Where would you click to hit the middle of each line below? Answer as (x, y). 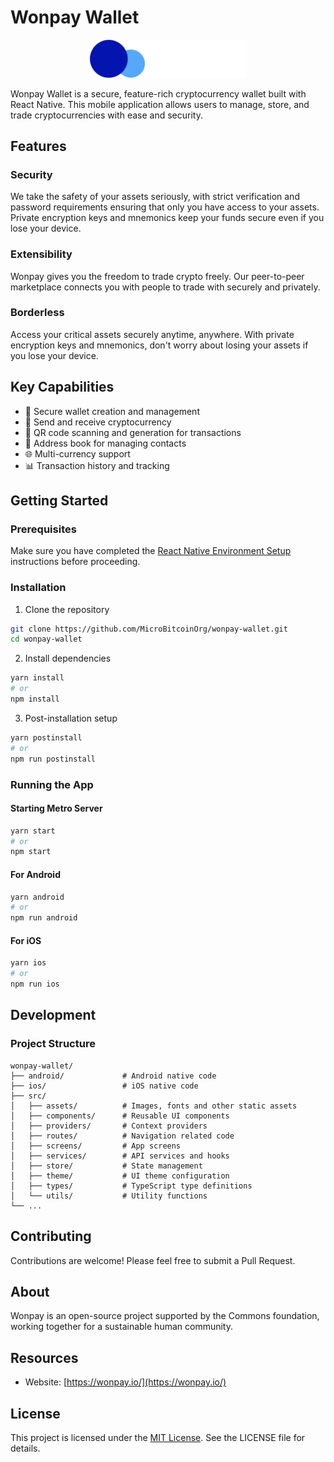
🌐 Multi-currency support (77, 453)
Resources (44, 1357)
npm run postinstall (53, 759)
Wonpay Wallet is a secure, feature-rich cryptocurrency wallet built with (158, 93)
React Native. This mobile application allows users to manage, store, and (160, 104)
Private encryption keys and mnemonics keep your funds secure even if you (167, 218)
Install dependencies (68, 658)
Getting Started (59, 501)
